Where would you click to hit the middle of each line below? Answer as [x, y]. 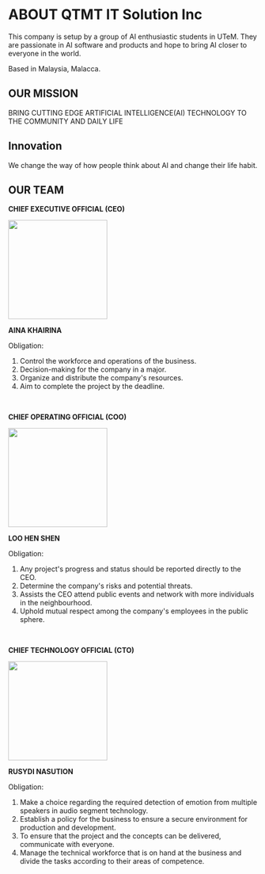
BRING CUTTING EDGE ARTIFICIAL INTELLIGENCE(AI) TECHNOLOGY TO [128, 113]
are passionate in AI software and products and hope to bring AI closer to [128, 44]
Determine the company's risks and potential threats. [106, 586]
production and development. [68, 828]
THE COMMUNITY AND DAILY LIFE [66, 121]
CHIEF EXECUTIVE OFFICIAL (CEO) [66, 209]
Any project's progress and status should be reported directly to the [130, 569]
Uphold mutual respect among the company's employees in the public [134, 611]
